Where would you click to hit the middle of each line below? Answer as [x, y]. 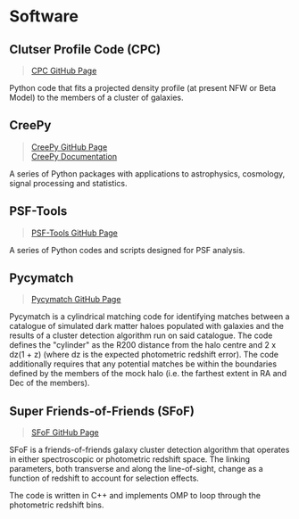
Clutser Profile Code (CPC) [85, 49]
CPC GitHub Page [64, 70]
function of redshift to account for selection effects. [104, 478]
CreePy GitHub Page [69, 147]
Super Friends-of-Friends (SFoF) [102, 411]
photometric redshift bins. [57, 505]
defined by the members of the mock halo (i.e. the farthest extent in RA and [148, 374]
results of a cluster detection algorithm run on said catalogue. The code [141, 335]
